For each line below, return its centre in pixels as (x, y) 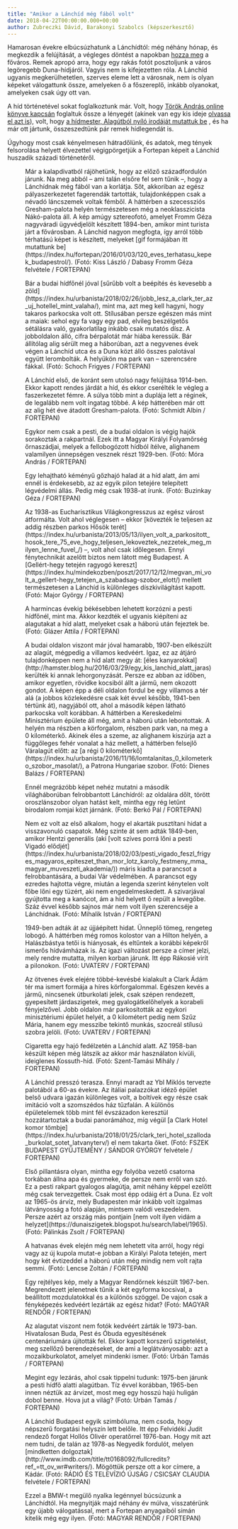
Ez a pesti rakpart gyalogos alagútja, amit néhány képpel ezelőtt (118, 1187)
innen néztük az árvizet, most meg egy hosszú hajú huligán (112, 1393)
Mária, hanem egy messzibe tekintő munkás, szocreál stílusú (114, 1025)
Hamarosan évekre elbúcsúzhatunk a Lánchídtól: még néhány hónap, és (113, 48)
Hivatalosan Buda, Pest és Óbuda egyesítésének (96, 1334)
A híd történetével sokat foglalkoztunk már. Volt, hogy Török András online (116, 107)
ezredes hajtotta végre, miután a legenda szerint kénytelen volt (117, 884)
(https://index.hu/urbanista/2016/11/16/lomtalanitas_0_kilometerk (119, 758)
